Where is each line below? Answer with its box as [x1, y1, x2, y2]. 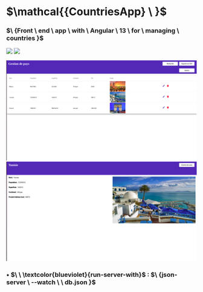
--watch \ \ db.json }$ [31, 277, 96, 286]
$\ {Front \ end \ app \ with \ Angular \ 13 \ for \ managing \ [6, 27, 179, 35]
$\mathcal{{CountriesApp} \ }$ [6, 5, 167, 19]
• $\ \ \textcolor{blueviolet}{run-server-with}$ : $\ [6, 270, 158, 279]
